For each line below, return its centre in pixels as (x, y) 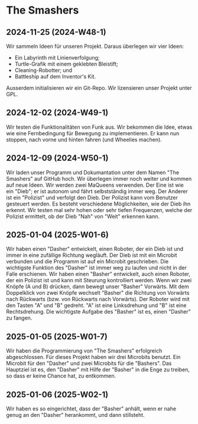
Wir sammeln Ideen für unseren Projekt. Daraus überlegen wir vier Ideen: (95, 46)
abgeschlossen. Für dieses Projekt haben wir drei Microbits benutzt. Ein (93, 357)
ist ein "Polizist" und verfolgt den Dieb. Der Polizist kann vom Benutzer (92, 197)
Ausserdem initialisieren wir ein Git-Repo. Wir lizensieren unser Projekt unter (99, 88)
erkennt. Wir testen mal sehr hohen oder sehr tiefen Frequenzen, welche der (99, 210)
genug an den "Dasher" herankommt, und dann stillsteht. (75, 415)
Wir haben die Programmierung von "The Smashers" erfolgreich (84, 351)
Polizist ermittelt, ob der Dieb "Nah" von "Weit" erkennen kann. (83, 216)
